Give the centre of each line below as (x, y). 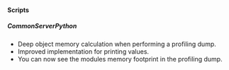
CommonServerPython (42, 26)
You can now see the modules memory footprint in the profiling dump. (120, 59)
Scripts (18, 10)
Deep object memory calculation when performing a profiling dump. (117, 44)
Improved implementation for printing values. (83, 51)
